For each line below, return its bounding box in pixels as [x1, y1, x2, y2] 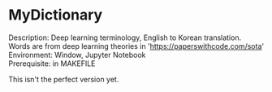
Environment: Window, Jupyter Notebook [8, 50, 146, 59]
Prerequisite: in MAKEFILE [8, 59, 96, 68]
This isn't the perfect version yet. [8, 74, 119, 84]
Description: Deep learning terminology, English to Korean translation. [8, 33, 242, 42]
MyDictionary [8, 6, 103, 24]
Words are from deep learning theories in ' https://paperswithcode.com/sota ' [8, 41, 265, 50]
